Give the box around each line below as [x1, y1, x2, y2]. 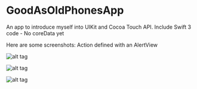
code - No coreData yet [6, 29, 64, 36]
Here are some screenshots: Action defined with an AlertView [6, 41, 158, 48]
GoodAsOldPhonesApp [6, 4, 124, 17]
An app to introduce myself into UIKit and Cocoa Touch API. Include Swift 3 [6, 23, 192, 30]
